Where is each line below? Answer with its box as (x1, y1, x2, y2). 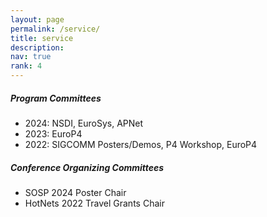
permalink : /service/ (10, 24, 101, 34)
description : (10, 42, 65, 53)
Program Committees (10, 92, 102, 104)
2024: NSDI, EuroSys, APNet (24, 117, 144, 129)
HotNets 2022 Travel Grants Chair (24, 197, 165, 209)
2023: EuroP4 (24, 127, 83, 140)
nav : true (10, 52, 52, 62)
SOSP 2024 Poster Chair (24, 186, 127, 198)
